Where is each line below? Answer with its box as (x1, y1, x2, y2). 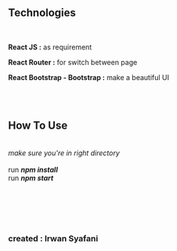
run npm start (8, 173, 54, 183)
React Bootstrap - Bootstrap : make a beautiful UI (8, 72, 170, 82)
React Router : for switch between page (8, 57, 138, 67)
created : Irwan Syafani (8, 233, 99, 244)
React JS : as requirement (8, 42, 92, 52)
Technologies (8, 6, 77, 20)
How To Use (8, 119, 68, 133)
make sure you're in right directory (8, 148, 120, 158)
